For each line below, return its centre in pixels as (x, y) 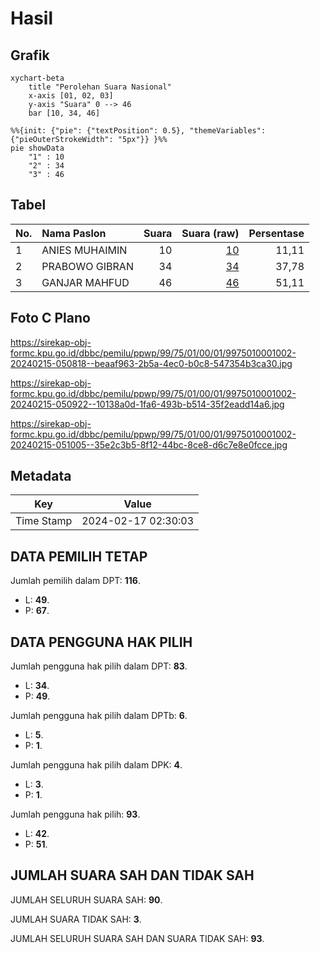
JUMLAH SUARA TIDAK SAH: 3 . (76, 919)
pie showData (37, 148)
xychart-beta (37, 78)
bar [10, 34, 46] (64, 113)
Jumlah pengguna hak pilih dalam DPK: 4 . (96, 765)
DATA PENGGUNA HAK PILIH (101, 642)
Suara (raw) (210, 233)
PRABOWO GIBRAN (87, 266)
